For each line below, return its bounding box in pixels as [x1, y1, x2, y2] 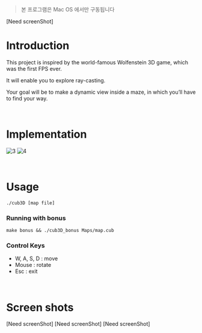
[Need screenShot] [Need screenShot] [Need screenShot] [6, 320, 150, 328]
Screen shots [6, 301, 74, 314]
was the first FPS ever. [6, 65, 62, 72]
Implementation [6, 127, 87, 141]
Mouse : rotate [14, 261, 52, 269]
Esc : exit [14, 267, 38, 275]
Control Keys [6, 242, 45, 250]
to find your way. [6, 94, 48, 102]
